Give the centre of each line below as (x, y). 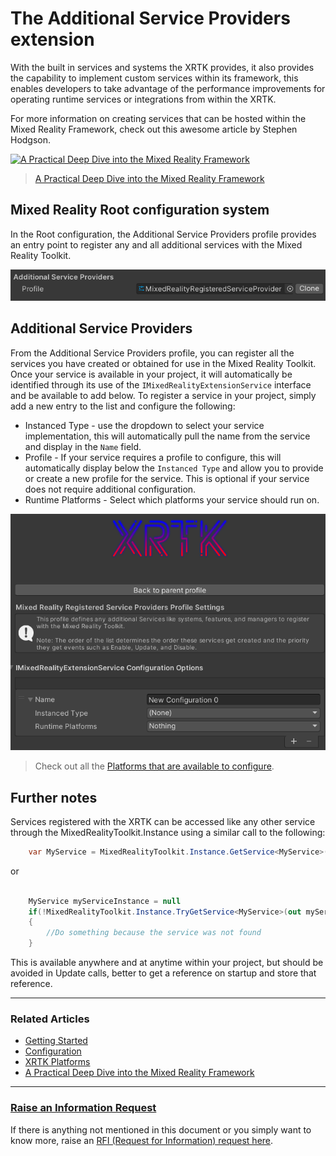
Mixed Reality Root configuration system (140, 210)
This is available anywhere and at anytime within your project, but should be (167, 963)
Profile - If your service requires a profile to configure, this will (153, 457)
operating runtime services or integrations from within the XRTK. (143, 99)
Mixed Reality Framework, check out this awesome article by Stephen (154, 129)
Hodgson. (31, 139)
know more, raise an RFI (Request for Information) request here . (142, 1140)
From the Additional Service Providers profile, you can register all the (152, 353)
